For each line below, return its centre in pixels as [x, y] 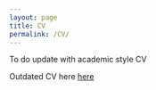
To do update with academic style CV [78, 60]
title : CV [28, 26]
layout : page [33, 17]
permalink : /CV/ [39, 34]
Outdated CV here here [52, 77]
